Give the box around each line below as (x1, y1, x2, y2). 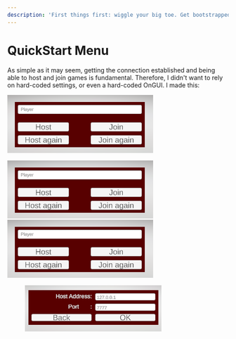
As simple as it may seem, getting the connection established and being (7, 65, 216, 74)
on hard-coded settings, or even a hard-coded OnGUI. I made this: (7, 81, 200, 89)
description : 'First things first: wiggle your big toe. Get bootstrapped (7, 11, 231, 18)
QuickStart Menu (7, 42, 109, 58)
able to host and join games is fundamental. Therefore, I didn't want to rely (7, 73, 223, 82)
